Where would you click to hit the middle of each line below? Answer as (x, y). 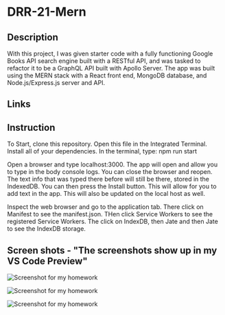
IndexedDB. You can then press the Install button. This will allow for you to (112, 186)
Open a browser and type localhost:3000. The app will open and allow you (113, 164)
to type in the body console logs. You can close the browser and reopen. (110, 172)
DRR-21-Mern (47, 12)
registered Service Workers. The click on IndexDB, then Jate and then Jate (113, 222)
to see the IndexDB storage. (46, 229)
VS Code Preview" (47, 261)
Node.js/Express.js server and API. (56, 83)
